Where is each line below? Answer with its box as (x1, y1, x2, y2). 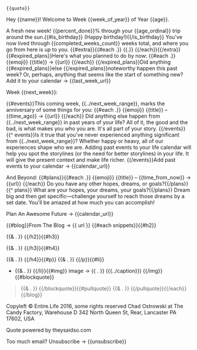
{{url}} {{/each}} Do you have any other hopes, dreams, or (6, 180, 147, 187)
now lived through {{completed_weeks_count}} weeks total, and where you (6, 40, 189, 46)
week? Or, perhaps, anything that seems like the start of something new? (6, 71, 183, 78)
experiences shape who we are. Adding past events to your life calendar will (6, 144, 192, 151)
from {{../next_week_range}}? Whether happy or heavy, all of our (6, 138, 164, 144)
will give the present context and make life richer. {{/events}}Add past (6, 156, 176, 163)
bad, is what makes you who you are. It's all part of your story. (6, 125, 157, 132)
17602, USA (6, 315, 35, 322)
